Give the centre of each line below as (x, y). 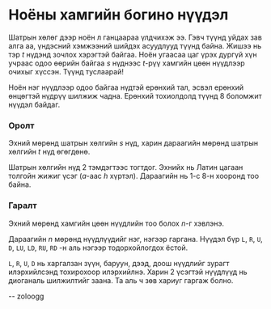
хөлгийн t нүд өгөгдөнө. (49, 152)
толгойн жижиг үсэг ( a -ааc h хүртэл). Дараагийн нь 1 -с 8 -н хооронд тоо (134, 176)
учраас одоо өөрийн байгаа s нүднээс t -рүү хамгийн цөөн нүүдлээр (127, 63)
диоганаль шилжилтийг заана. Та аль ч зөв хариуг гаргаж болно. (121, 280)
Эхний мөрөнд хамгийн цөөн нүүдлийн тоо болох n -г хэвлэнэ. (116, 223)
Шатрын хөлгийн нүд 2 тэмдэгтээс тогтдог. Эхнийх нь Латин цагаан (126, 167)
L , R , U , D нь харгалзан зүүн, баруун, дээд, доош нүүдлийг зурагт (119, 263)
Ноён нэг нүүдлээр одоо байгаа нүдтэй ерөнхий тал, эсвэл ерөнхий (126, 87)
